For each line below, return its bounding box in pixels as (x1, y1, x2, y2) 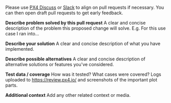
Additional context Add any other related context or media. (5, 92, 131, 98)
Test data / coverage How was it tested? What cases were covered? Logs (5, 71, 161, 77)
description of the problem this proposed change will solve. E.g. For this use (5, 25, 166, 31)
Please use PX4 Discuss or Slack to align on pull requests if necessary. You (5, 5, 164, 10)
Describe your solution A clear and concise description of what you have (5, 40, 161, 47)
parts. (5, 82, 18, 88)
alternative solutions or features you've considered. (5, 61, 114, 67)
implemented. (5, 46, 34, 52)
